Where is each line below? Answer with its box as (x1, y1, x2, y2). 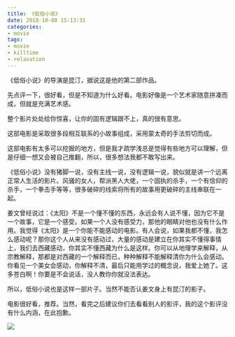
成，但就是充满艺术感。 (7, 99, 75, 108)
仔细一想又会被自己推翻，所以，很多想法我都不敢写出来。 (13, 152, 179, 161)
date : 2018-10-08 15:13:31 (7, 17, 86, 24)
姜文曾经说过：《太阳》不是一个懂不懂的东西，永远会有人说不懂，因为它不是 (7, 208, 225, 217)
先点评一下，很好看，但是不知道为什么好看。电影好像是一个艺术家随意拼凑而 (7, 90, 228, 99)
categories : (7, 23, 42, 30)
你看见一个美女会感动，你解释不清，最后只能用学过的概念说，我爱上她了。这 (7, 261, 228, 269)
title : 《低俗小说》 (7, 10, 61, 17)
